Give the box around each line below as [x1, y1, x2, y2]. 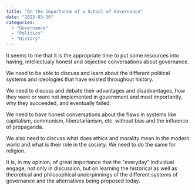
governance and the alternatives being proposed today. [6, 177, 141, 184]
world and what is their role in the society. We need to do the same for [6, 141, 176, 148]
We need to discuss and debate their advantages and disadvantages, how [6, 87, 186, 94]
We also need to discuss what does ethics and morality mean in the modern [6, 135, 190, 141]
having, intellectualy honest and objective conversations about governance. [6, 58, 189, 65]
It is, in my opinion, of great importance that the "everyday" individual [6, 159, 174, 165]
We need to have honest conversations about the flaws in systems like [6, 111, 176, 118]
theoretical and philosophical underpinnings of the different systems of [6, 171, 178, 178]
